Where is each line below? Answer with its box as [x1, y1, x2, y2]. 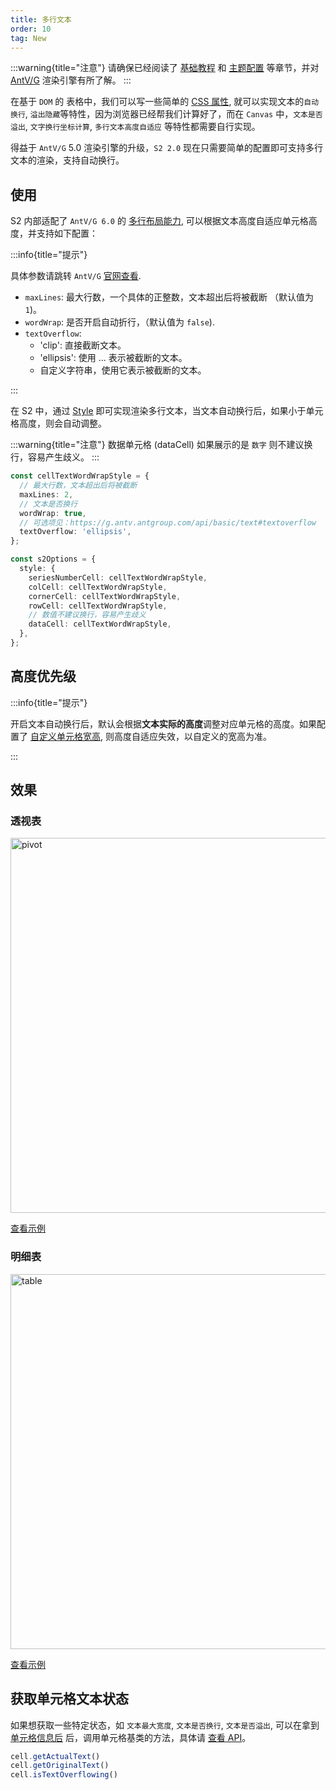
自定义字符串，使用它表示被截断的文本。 [39, 364, 207, 376]
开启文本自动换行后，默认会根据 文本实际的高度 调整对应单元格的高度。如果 [10, 717, 317, 730]
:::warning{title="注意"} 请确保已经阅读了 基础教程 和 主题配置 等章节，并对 [10, 62, 320, 74]
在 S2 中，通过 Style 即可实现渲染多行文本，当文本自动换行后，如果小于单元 [10, 405, 324, 417]
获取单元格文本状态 [10, 1691, 129, 1708]
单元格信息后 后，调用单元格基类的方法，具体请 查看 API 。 [10, 1731, 252, 1743]
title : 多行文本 [10, 14, 72, 25]
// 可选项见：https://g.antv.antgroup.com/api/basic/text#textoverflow [19, 517, 317, 528]
